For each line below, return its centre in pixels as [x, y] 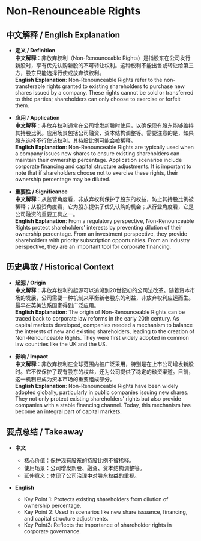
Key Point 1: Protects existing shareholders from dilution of [96, 499]
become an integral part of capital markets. [68, 411]
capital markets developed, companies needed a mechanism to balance [104, 325]
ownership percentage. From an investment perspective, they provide [101, 234]
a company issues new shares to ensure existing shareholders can [97, 154]
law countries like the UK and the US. [61, 344]
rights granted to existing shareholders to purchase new [115, 86]
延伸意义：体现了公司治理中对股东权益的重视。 [82, 475]
